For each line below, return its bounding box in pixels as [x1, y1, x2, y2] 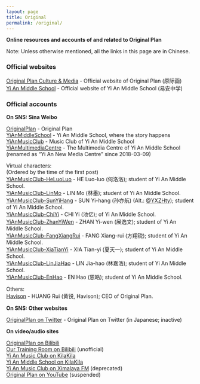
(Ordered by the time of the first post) [6, 168, 99, 175]
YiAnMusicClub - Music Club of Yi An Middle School [6, 138, 134, 145]
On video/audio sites [6, 327, 59, 335]
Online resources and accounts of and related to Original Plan [6, 36, 162, 44]
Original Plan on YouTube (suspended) [6, 371, 101, 378]
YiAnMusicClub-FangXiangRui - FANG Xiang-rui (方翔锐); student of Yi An [6, 231, 187, 239]
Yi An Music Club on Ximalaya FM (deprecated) [6, 364, 123, 371]
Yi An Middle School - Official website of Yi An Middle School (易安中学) [6, 84, 183, 92]
